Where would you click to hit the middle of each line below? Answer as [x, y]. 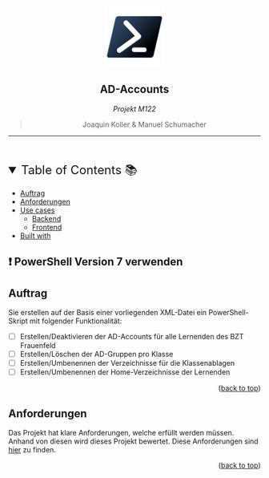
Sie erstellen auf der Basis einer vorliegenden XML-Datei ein [108, 313]
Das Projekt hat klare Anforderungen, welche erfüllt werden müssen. [121, 433]
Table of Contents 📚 [80, 170]
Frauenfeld [38, 346]
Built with [35, 235]
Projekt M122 [134, 108]
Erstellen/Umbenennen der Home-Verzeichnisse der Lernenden [125, 372]
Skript [18, 321]
